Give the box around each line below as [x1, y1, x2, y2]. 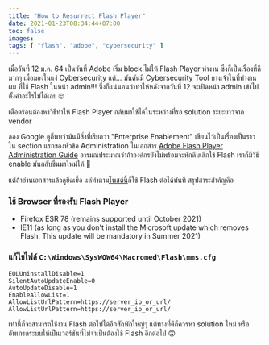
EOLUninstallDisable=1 [8, 269, 85, 278]
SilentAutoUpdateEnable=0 [8, 276, 95, 285]
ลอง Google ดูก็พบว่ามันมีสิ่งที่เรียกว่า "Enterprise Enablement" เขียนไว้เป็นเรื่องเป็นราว [8, 132, 256, 142]
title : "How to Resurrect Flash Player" [8, 11, 147, 20]
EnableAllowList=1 [8, 291, 70, 299]
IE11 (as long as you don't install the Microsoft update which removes [19, 222, 250, 232]
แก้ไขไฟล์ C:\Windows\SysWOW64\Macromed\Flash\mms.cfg [8, 251, 217, 263]
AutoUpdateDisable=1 [8, 284, 78, 292]
